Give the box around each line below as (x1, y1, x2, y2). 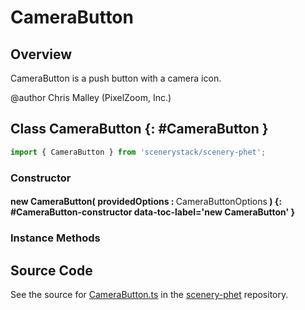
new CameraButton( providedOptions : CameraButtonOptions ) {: (10, 196, 283, 208)
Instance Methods (10, 231, 101, 245)
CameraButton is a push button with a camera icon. (10, 72, 222, 84)
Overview (10, 46, 73, 63)
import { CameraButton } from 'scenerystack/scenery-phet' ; (10, 147, 267, 157)
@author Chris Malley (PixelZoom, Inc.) (10, 92, 172, 103)
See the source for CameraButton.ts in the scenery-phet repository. (10, 288, 289, 300)
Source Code (10, 262, 93, 279)
